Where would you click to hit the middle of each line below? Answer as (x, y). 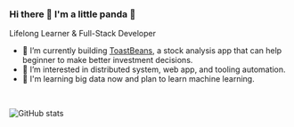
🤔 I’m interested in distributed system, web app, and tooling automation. (154, 69)
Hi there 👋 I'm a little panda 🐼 (73, 14)
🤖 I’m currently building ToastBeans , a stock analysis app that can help (152, 51)
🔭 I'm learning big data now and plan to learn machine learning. (139, 79)
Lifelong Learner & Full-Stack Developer (82, 34)
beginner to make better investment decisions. (107, 60)
